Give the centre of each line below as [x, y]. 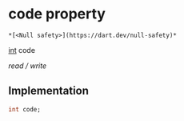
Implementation [49, 91]
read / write [27, 66]
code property [57, 14]
